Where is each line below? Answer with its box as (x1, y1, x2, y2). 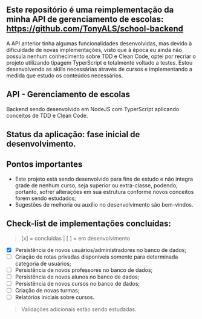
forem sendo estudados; (15, 195, 77, 202)
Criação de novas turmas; (15, 286, 80, 294)
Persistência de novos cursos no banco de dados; (15, 280, 140, 287)
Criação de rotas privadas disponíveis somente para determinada (15, 253, 178, 260)
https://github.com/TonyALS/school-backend (6, 24, 183, 34)
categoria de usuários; (15, 260, 71, 267)
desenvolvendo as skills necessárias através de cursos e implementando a (6, 65, 192, 72)
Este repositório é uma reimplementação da (6, 5, 174, 15)
